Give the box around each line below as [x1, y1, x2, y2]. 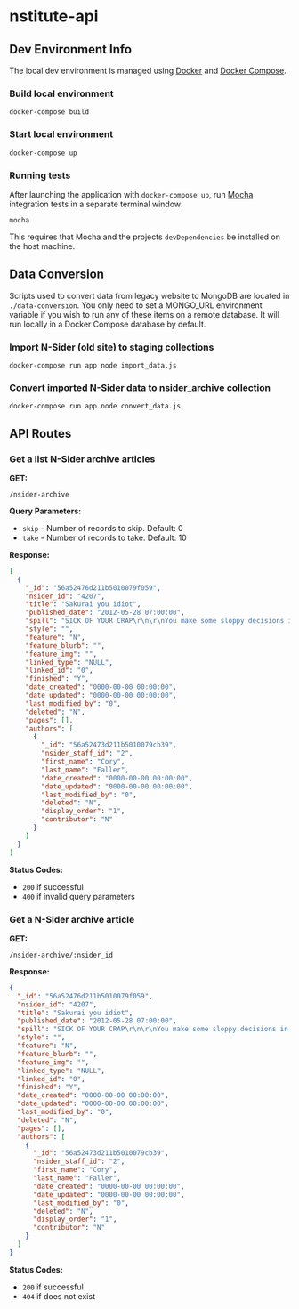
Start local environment [9, 128, 114, 141]
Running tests [9, 169, 71, 182]
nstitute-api [9, 6, 99, 27]
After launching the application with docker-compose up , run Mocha [9, 189, 254, 199]
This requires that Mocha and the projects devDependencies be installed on [9, 231, 280, 242]
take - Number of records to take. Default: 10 [21, 532, 187, 543]
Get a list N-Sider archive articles [9, 452, 156, 465]
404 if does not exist [21, 1290, 96, 1301]
